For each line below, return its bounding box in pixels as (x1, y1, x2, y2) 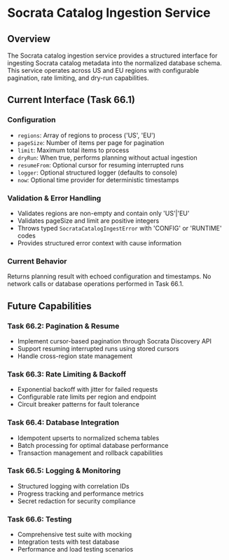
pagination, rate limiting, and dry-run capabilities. (7, 74, 149, 82)
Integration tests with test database (17, 538, 120, 546)
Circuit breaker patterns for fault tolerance (17, 400, 140, 409)
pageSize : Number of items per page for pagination (17, 138, 165, 146)
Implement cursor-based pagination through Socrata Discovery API (17, 336, 212, 345)
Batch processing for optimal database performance (17, 441, 169, 449)
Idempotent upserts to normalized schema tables (17, 433, 160, 442)
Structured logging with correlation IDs (17, 482, 130, 490)
